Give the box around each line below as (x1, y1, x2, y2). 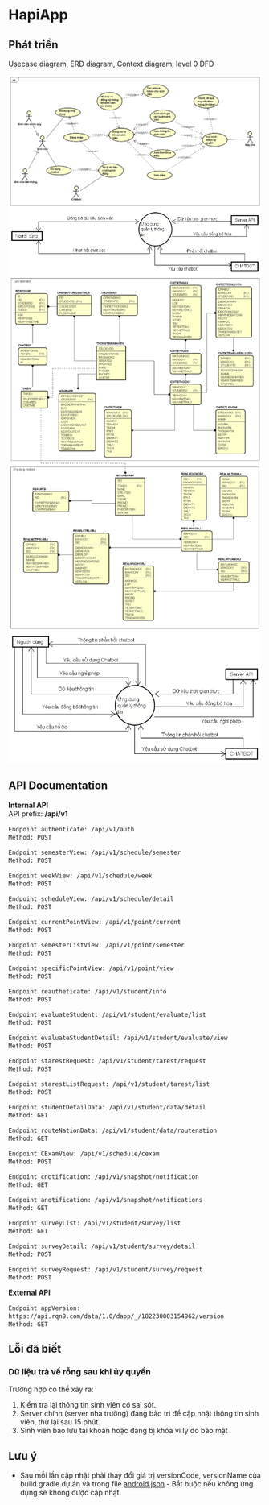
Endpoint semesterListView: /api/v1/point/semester (8, 941, 185, 949)
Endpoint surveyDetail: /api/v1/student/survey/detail (8, 1242, 196, 1250)
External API (8, 1287, 51, 1297)
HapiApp (8, 6, 68, 24)
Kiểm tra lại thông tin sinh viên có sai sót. (19, 1400, 157, 1410)
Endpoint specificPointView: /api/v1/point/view (8, 964, 174, 972)
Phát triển (8, 38, 59, 52)
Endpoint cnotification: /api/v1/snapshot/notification (8, 1172, 199, 1181)
